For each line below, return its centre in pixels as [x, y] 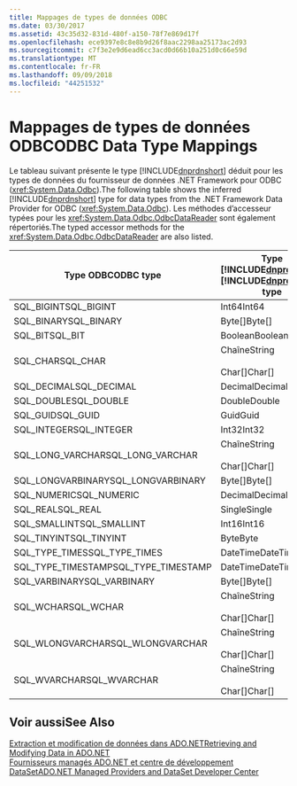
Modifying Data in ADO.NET [60, 753]
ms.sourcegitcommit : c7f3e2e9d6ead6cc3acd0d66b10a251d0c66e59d [128, 51]
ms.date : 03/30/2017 [47, 26]
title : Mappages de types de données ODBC [88, 17]
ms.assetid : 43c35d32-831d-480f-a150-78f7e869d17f [104, 34]
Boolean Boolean [255, 335]
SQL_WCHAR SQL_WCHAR [69, 606]
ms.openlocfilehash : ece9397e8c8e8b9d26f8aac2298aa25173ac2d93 [128, 42]
